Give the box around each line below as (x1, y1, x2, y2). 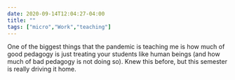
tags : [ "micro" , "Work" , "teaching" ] (7, 23, 112, 30)
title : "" (7, 17, 36, 24)
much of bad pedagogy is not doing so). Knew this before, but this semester (7, 58, 228, 66)
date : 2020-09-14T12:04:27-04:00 (7, 10, 105, 18)
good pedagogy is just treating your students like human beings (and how (7, 50, 220, 58)
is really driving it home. (7, 65, 77, 74)
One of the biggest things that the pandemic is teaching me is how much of (7, 43, 225, 51)
